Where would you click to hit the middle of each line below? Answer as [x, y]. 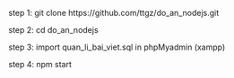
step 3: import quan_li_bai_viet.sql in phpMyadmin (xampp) [117, 47]
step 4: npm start [40, 64]
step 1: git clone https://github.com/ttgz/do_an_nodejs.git [114, 13]
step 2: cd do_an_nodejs [54, 30]
